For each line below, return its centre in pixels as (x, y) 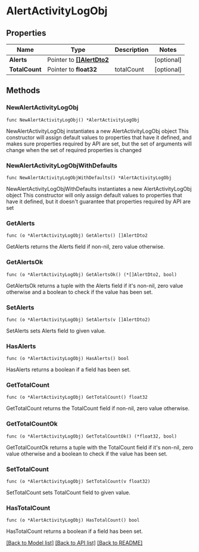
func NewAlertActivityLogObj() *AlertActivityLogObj (73, 120)
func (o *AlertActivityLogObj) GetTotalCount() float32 (77, 398)
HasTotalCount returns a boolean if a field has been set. (74, 531)
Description (132, 50)
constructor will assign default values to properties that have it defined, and (99, 137)
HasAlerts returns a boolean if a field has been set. (69, 370)
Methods (23, 91)
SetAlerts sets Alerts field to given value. (56, 331)
